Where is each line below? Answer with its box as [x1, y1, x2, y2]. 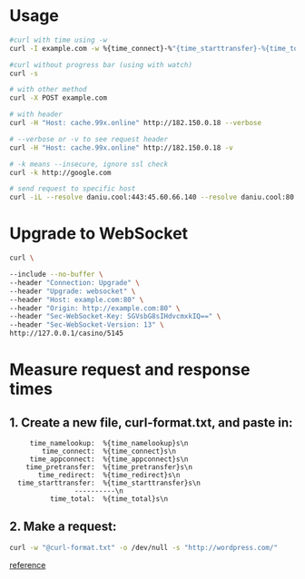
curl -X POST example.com [9, 93, 107, 103]
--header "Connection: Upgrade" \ [9, 278, 141, 287]
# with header [9, 110, 64, 119]
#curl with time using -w [9, 35, 107, 44]
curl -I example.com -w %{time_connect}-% [9, 44, 172, 53]
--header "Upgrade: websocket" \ [9, 287, 136, 296]
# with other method [9, 85, 88, 94]
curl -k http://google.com [9, 168, 112, 177]
